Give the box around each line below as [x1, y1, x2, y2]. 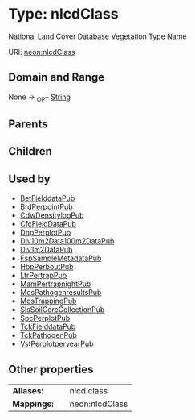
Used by [8, 172, 51, 185]
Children [8, 144, 52, 158]
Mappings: [12, 398, 55, 410]
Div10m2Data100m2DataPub [19, 236, 115, 246]
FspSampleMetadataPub [19, 253, 102, 263]
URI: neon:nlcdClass [8, 47, 75, 56]
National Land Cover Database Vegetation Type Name [8, 31, 187, 41]
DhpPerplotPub [19, 227, 71, 238]
